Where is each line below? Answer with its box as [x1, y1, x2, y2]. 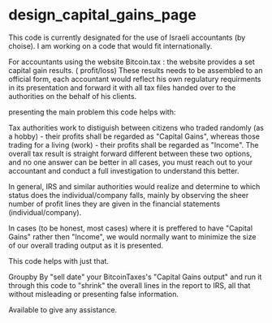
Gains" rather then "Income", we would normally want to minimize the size [8, 231, 257, 241]
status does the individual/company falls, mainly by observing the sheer [8, 190, 249, 200]
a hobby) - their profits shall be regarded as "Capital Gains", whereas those [8, 131, 260, 141]
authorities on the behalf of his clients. [8, 91, 137, 101]
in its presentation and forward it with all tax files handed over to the [8, 83, 236, 93]
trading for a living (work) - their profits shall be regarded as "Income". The [8, 140, 259, 149]
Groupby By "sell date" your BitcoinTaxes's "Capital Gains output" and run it [8, 272, 262, 282]
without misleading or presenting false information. [8, 289, 179, 299]
